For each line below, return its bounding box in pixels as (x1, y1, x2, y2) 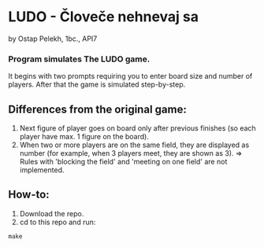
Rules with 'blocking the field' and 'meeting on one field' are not (19, 157, 228, 167)
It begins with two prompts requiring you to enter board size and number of (8, 72, 253, 81)
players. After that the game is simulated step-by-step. (8, 79, 186, 90)
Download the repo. (19, 208, 84, 218)
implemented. (19, 165, 65, 175)
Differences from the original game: (8, 102, 187, 116)
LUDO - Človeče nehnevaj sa (8, 8, 199, 26)
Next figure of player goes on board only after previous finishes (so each (19, 124, 256, 133)
